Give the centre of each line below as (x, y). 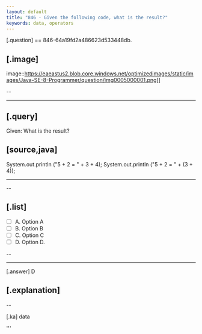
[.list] (17, 207)
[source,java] (32, 150)
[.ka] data (18, 317)
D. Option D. (30, 242)
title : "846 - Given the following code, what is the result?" (87, 17)
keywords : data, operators (40, 23)
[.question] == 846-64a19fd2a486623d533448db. (69, 40)
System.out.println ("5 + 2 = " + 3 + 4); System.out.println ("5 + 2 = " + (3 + (100, 164)
